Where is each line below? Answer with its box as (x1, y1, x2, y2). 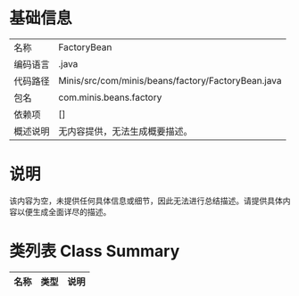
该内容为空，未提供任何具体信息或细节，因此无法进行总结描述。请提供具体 (9, 195, 283, 206)
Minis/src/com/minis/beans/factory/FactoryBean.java (58, 74, 282, 86)
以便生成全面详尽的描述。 (16, 206, 112, 217)
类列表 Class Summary (9, 242, 180, 261)
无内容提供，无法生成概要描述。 (58, 125, 194, 137)
